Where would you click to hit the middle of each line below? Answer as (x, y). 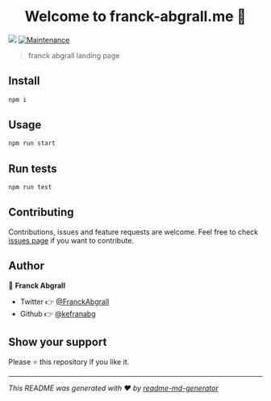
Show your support (58, 342)
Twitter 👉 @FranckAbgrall (65, 302)
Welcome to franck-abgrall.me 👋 (135, 17)
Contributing (41, 212)
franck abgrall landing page (74, 55)
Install (24, 81)
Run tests (33, 169)
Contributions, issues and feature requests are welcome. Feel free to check (133, 232)
